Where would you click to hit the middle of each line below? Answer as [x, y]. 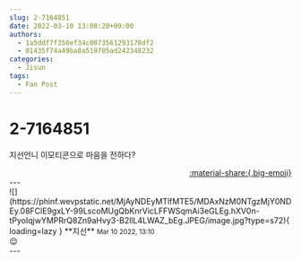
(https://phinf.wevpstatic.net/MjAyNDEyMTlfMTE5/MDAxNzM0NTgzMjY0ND [150, 201]
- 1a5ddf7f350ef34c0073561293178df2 [86, 43]
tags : [19, 76]
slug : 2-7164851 [39, 17]
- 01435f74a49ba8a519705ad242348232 [86, 51]
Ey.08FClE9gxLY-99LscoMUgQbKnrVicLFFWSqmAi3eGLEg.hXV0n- [134, 211]
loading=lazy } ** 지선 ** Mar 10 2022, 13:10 [82, 231]
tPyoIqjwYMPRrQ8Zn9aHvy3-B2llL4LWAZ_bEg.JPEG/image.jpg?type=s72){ [150, 220]
